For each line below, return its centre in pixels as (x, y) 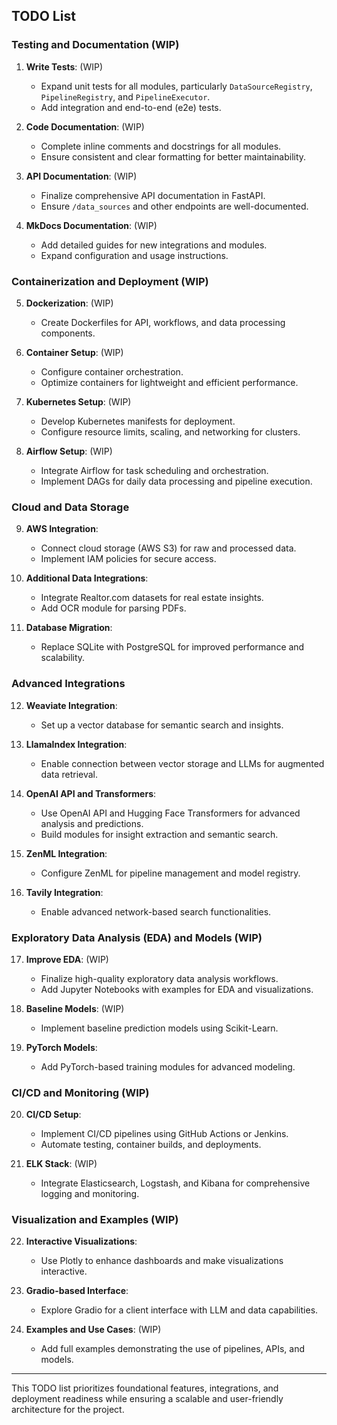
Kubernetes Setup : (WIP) (78, 401)
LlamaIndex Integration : (76, 744)
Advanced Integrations (68, 684)
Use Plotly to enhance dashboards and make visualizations (162, 1261)
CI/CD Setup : (53, 1115)
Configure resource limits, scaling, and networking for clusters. (170, 431)
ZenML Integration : (66, 853)
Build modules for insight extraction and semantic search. (159, 834)
